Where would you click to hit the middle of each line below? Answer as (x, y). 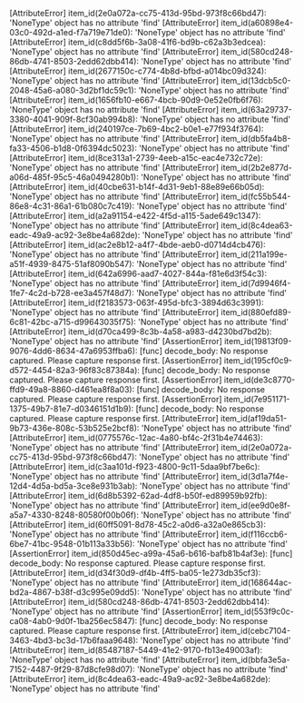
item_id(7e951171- (257, 399)
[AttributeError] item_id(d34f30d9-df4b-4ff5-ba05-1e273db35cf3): (135, 573)
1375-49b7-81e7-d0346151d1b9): (72, 409)
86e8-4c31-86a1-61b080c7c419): (72, 206)
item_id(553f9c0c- (259, 611)
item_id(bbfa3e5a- (255, 659)
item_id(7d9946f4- (256, 283)
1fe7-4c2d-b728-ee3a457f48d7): (72, 293)
